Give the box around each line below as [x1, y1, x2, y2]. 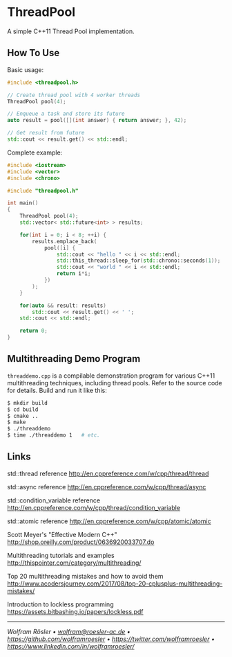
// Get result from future [7, 130, 85, 137]
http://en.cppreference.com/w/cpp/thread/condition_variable [7, 503, 181, 511]
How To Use [7, 47, 60, 59]
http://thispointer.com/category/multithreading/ [7, 559, 142, 567]
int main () [7, 200, 39, 207]
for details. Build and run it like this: [7, 386, 107, 394]
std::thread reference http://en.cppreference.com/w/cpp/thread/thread [7, 469, 209, 478]
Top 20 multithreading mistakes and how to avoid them [7, 572, 164, 580]
